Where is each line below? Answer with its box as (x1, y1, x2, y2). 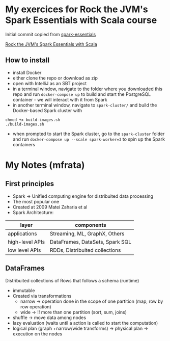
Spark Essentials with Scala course (5, 14, 157, 26)
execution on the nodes (12, 330, 63, 337)
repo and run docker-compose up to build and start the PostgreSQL (12, 91, 151, 97)
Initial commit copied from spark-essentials (5, 31, 96, 37)
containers (12, 141, 36, 147)
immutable (12, 287, 35, 294)
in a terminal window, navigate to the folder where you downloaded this (12, 86, 163, 92)
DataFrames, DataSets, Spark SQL (50, 238, 131, 245)
